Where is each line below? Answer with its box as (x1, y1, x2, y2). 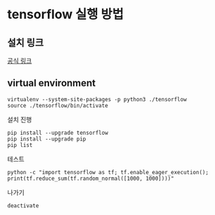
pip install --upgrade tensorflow (7, 129, 109, 136)
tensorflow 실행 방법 (7, 6, 124, 22)
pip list (7, 141, 33, 148)
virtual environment (7, 77, 96, 89)
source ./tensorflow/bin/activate (7, 102, 109, 109)
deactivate (7, 202, 39, 209)
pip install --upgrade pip (7, 135, 86, 143)
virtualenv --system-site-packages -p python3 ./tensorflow (7, 96, 188, 103)
